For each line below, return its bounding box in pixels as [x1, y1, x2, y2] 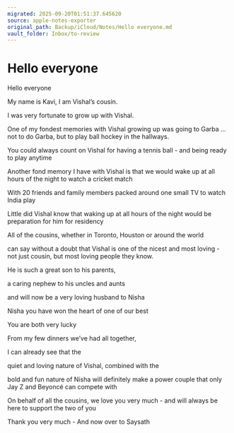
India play [7, 196, 36, 205]
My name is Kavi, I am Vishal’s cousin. [7, 97, 118, 106]
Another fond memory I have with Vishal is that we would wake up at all [7, 167, 216, 176]
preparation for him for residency [7, 217, 104, 226]
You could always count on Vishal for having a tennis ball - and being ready [7, 146, 228, 155]
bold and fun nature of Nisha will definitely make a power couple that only [7, 375, 223, 384]
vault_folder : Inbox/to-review [7, 30, 100, 37]
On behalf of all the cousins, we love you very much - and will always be [7, 396, 218, 405]
